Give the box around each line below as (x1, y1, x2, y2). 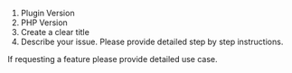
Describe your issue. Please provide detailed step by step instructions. (20, 36, 284, 47)
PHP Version (20, 17, 68, 28)
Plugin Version (20, 8, 75, 18)
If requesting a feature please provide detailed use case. (7, 54, 218, 64)
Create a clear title (20, 27, 90, 37)
